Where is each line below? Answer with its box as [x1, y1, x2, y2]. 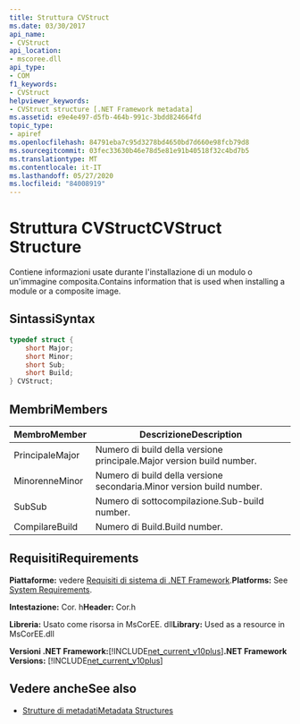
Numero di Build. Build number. [95, 520, 223, 532]
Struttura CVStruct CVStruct [9, 218, 222, 238]
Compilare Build [13, 520, 79, 532]
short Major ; [25, 344, 74, 353]
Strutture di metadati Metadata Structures [21, 704, 174, 716]
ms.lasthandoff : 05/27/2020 [9, 171, 114, 180]
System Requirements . [9, 583, 93, 595]
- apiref [9, 130, 42, 139]
